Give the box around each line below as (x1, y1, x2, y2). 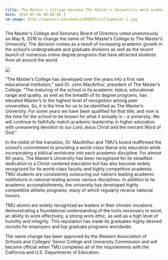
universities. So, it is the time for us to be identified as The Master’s (5, 103, 144, 109)
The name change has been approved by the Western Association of (5, 233, 147, 239)
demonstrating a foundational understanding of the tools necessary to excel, (5, 208, 163, 214)
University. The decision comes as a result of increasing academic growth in (5, 41, 162, 47)
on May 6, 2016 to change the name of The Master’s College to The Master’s (5, 36, 163, 42)
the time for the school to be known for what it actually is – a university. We (5, 113, 160, 119)
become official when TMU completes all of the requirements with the (5, 244, 149, 250)
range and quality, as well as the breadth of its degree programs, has (5, 92, 147, 98)
